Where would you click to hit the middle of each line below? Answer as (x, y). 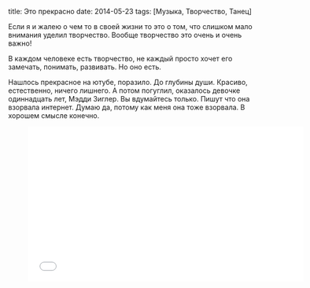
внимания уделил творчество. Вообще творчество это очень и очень (125, 35)
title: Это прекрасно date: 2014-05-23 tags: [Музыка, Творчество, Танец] (130, 11)
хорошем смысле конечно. (54, 116)
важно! (20, 43)
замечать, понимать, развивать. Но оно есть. (85, 67)
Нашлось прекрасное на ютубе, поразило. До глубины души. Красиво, (128, 82)
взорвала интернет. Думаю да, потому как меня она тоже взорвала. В (127, 107)
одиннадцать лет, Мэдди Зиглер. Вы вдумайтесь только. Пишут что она (129, 99)
